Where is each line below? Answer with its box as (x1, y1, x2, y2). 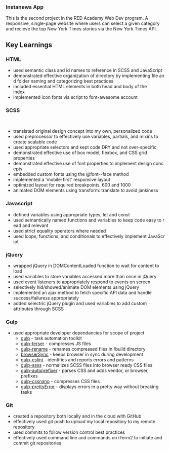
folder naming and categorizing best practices (17, 78, 114, 84)
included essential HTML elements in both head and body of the (13, 83, 147, 89)
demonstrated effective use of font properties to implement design (13, 161, 152, 167)
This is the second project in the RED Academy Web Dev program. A (6, 15, 148, 21)
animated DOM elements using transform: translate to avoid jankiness (13, 187, 158, 194)
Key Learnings (6, 41, 53, 49)
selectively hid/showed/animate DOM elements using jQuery (13, 284, 140, 290)
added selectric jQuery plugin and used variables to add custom (13, 300, 147, 306)
